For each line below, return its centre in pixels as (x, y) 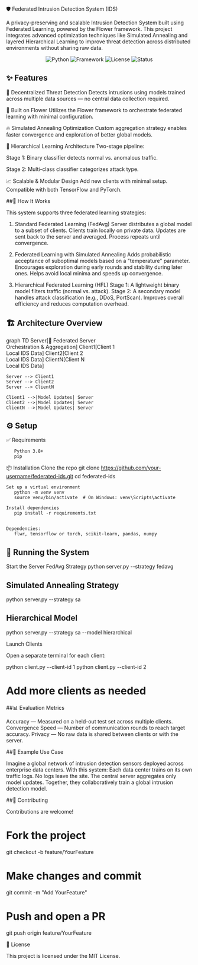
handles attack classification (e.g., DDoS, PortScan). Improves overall (99, 297)
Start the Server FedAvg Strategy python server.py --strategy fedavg (90, 567)
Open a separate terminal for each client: (56, 655)
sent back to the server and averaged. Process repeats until (87, 236)
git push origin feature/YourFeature (49, 933)
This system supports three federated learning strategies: (76, 212)
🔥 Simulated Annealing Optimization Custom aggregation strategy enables (97, 128)
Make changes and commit (74, 876)
